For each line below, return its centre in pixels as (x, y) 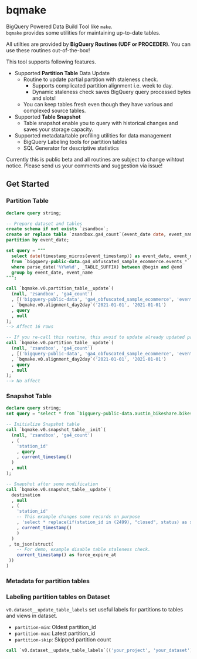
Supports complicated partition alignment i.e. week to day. (102, 85)
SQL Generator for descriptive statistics (71, 148)
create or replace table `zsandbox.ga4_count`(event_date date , (86, 235)
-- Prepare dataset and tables (44, 224)
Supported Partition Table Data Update (62, 73)
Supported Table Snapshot (47, 117)
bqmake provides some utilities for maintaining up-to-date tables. (83, 32)
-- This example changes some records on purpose (79, 517)
